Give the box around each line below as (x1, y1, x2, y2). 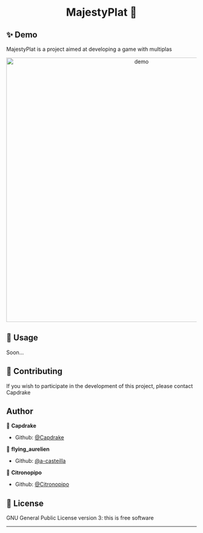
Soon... (6, 349, 24, 356)
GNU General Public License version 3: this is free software (6, 514, 154, 522)
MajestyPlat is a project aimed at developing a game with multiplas (6, 45, 172, 53)
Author (6, 406, 33, 416)
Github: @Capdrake (14, 434, 65, 441)
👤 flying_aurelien (6, 445, 50, 453)
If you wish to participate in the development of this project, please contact (6, 382, 193, 389)
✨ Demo (6, 30, 37, 40)
